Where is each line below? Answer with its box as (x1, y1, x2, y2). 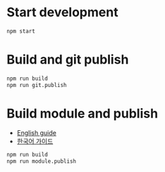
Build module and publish (6, 105, 159, 121)
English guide (16, 129, 57, 137)
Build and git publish (6, 52, 129, 67)
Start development (6, 4, 118, 21)
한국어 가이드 (16, 137, 54, 146)
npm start (6, 28, 36, 35)
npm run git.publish (6, 81, 68, 88)
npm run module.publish (6, 158, 77, 165)
